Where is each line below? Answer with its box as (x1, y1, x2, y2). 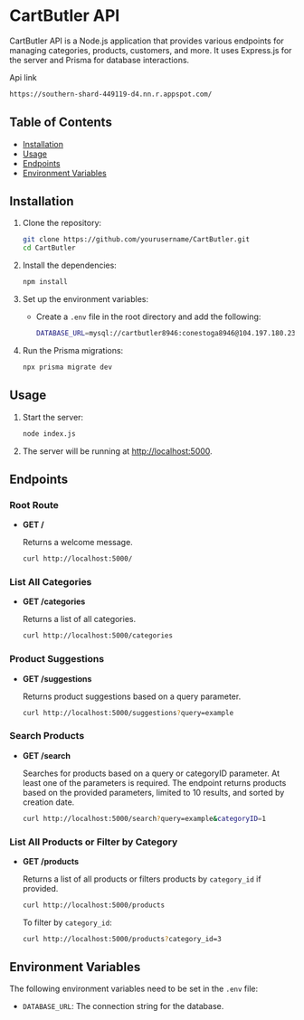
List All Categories (9, 575, 92, 588)
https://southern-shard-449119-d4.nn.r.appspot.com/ (9, 90, 213, 99)
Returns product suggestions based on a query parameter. (22, 691, 242, 702)
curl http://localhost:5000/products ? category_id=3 (22, 934, 222, 943)
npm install (22, 278, 68, 287)
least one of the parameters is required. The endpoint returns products (22, 777, 287, 788)
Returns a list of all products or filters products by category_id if (22, 874, 261, 884)
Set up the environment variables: (22, 294, 149, 305)
